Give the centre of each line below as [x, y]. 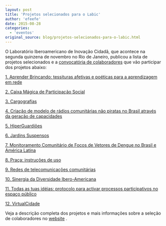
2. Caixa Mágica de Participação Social [45, 92]
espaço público [21, 194]
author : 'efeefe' [23, 19]
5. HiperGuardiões [24, 126]
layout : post [19, 10]
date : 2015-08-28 [23, 24]
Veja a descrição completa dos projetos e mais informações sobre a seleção [83, 213]
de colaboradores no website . [36, 218]
